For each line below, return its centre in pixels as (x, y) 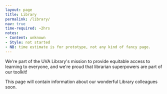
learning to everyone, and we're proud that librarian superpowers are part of (84, 66)
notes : (12, 33)
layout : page (19, 10)
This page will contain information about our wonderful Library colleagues (81, 81)
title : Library (21, 14)
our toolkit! (16, 72)
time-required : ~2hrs (28, 28)
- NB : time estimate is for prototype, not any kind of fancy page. (78, 47)
